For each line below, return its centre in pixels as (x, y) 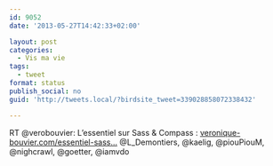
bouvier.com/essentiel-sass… (64, 142)
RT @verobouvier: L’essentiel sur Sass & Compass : (104, 132)
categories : (31, 50)
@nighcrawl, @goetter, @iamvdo (69, 151)
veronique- (220, 132)
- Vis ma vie (41, 59)
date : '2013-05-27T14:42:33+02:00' (75, 26)
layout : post (33, 42)
